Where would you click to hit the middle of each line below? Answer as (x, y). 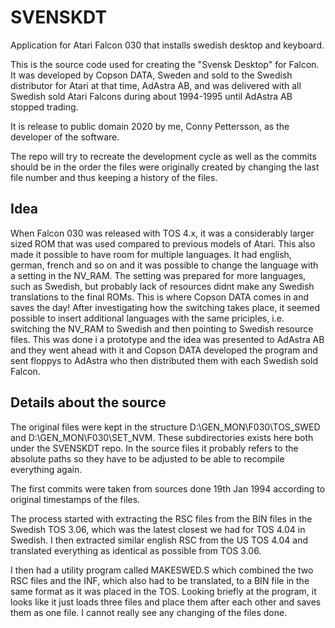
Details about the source (88, 402)
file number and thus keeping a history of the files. (114, 177)
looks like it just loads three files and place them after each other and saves (166, 602)
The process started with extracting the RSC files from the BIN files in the (161, 518)
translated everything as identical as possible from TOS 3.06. (136, 550)
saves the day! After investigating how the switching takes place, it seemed (165, 307)
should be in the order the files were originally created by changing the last (165, 167)
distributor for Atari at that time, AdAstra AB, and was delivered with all (156, 85)
